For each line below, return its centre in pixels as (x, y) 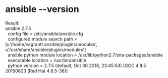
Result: (12, 23)
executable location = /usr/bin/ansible (47, 60)
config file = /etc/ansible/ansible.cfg (45, 33)
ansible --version (42, 9)
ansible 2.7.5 (18, 28)
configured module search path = (42, 39)
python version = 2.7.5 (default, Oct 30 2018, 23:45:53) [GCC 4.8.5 (77, 65)
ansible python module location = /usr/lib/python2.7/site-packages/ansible (85, 55)
